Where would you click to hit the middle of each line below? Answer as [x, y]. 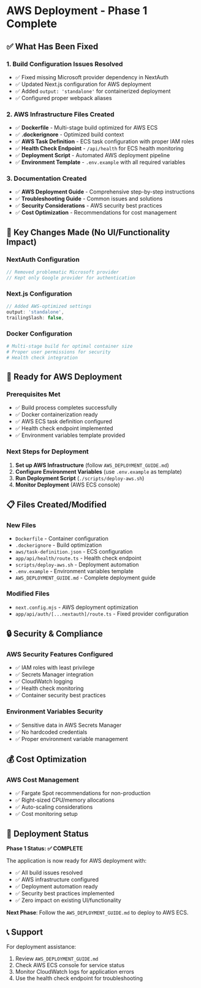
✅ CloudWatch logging [44, 681]
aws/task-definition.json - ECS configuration [74, 552]
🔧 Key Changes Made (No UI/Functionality [88, 232]
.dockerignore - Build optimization [59, 545]
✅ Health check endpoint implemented [64, 428]
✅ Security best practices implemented [65, 893]
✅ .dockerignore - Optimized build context [70, 135]
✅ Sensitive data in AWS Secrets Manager [68, 725]
